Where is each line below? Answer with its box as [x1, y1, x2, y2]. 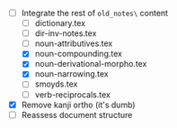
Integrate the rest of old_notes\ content [21, 8, 168, 18]
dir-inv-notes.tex [34, 28, 97, 39]
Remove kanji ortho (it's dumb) [21, 99, 136, 110]
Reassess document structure [21, 109, 133, 120]
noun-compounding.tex [34, 49, 123, 59]
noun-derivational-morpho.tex [34, 59, 147, 69]
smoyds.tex [34, 78, 78, 89]
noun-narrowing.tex [34, 69, 109, 79]
